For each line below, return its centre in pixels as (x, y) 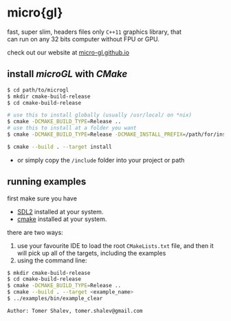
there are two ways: (35, 232)
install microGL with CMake (67, 74)
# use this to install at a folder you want (72, 128)
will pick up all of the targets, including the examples (91, 253)
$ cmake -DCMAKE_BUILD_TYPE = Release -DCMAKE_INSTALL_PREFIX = (97, 134)
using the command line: (52, 260)
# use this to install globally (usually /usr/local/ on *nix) (100, 115)
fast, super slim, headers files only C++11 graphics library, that (95, 32)
